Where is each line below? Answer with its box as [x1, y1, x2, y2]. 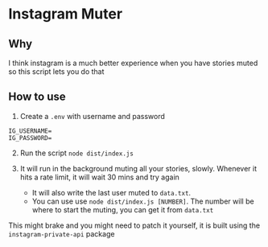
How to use [8, 90, 66, 104]
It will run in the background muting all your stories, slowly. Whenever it [19, 163, 258, 173]
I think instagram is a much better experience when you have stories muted [8, 58, 258, 68]
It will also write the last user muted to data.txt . [31, 187, 192, 197]
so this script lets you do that [8, 67, 105, 76]
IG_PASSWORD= [8, 134, 52, 142]
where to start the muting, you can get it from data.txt [31, 204, 214, 214]
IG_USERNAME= [8, 126, 52, 135]
